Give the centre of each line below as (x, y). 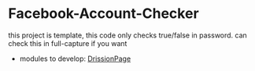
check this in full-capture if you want (68, 43)
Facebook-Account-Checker (103, 14)
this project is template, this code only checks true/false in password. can (128, 35)
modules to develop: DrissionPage (75, 59)
